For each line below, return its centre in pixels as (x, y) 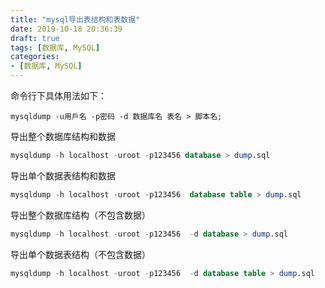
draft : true (35, 38)
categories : (35, 57)
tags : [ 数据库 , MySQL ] (55, 47)
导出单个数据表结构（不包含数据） (80, 254)
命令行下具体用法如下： (58, 95)
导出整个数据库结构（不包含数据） (80, 215)
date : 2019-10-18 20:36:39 (66, 29)
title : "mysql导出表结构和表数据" (75, 19)
